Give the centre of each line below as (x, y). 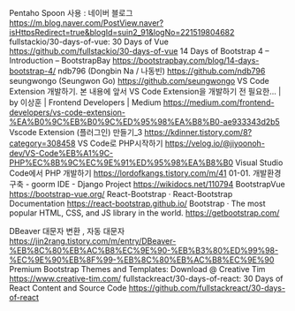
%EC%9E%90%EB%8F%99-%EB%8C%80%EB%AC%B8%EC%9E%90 (142, 260)
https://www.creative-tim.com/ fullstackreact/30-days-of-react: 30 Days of (146, 278)
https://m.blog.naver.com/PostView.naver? (87, 23)
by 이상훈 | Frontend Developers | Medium (85, 102)
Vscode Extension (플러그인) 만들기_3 (76, 132)
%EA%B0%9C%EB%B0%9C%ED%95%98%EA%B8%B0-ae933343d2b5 (144, 121)
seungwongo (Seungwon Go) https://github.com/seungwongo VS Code (139, 81)
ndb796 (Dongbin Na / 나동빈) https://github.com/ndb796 (161, 71)
